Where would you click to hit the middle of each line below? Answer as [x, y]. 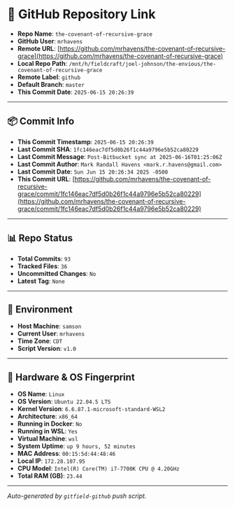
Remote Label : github [49, 77]
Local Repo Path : [42, 63]
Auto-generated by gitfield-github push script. [77, 496]
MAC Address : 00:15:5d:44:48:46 [66, 454]
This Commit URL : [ [46, 179]
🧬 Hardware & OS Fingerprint [71, 377]
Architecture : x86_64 [48, 417]
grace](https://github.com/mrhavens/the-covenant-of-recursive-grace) [120, 56]
